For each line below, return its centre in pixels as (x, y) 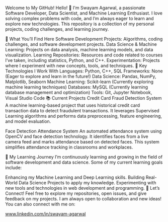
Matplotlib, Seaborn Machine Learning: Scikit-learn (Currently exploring (79, 82)
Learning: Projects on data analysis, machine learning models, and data (79, 50)
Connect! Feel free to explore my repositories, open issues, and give (76, 193)
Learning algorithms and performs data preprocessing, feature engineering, (84, 116)
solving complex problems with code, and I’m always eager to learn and (80, 18)
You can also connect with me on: (40, 204)
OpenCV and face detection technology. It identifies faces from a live (77, 136)
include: (14, 168)
